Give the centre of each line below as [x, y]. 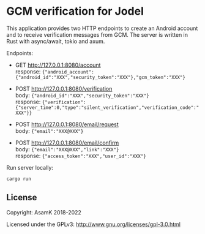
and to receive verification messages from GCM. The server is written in [97, 34]
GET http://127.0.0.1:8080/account [58, 65]
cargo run [19, 179]
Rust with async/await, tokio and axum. [56, 41]
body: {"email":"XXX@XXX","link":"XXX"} [67, 149]
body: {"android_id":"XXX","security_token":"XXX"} [82, 95]
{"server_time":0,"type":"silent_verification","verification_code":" [107, 108]
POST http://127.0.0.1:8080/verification [64, 89]
